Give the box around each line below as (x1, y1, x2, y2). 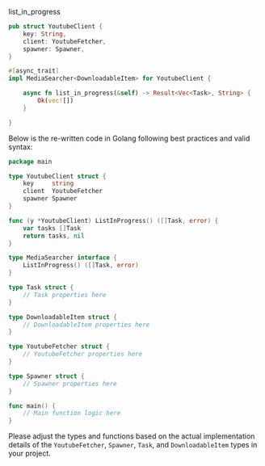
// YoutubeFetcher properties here (23, 351, 143, 359)
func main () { (8, 401, 57, 410)
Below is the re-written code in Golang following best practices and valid (8, 133, 250, 143)
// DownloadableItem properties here (23, 321, 150, 329)
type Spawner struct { (8, 372, 85, 380)
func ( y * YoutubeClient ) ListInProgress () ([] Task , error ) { (8, 216, 219, 225)
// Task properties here (23, 291, 107, 299)
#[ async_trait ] (8, 67, 60, 75)
